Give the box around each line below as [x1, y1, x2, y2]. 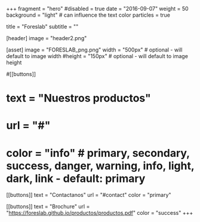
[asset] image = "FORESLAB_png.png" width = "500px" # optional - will [6, 46, 183, 53]
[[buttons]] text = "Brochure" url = [6, 203, 90, 210]
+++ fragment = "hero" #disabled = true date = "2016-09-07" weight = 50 [6, 5, 189, 12]
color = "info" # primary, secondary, [6, 146, 190, 160]
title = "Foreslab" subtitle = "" [6, 23, 79, 30]
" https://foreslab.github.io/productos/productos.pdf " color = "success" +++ [6, 209, 193, 217]
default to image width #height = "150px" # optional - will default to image [6, 53, 188, 59]
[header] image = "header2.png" [6, 35, 87, 41]
